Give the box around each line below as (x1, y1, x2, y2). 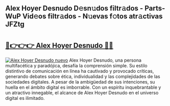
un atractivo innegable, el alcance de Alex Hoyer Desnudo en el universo (5, 90, 159, 96)
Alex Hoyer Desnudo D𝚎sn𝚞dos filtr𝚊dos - (5, 4, 143, 13)
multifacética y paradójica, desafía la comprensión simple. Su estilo (5, 63, 147, 68)
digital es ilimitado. (5, 95, 45, 101)
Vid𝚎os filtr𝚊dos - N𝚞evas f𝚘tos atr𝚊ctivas (22, 12, 163, 21)
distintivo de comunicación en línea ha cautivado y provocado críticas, (5, 68, 154, 74)
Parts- (144, 4, 165, 13)
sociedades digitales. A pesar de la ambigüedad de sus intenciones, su (5, 79, 155, 85)
